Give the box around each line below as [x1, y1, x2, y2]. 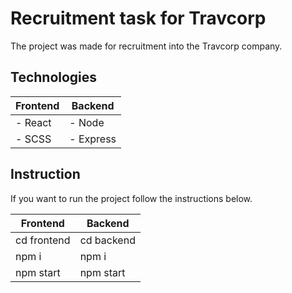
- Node [69, 115, 105, 129]
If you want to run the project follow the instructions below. [10, 192, 253, 204]
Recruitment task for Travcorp [10, 7, 267, 30]
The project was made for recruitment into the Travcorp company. [10, 40, 283, 52]
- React [15, 115, 52, 129]
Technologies [10, 69, 98, 86]
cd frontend [15, 233, 71, 247]
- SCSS [15, 132, 52, 146]
